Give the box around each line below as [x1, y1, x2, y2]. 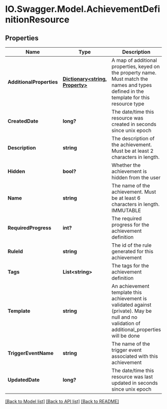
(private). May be [111, 308, 152, 314]
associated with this [111, 353, 158, 359]
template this [111, 289, 142, 296]
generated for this [111, 248, 154, 255]
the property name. [111, 69, 157, 76]
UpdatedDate [7, 376, 40, 383]
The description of [111, 135, 155, 142]
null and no [111, 314, 138, 321]
